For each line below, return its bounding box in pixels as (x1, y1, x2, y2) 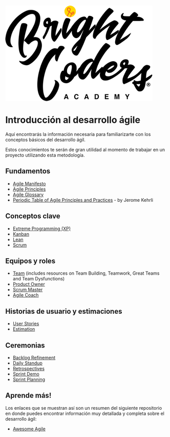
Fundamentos (5, 167, 51, 176)
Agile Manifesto (12, 180, 46, 186)
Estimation (12, 326, 35, 332)
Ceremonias (5, 341, 45, 350)
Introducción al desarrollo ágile (5, 114, 141, 126)
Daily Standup (12, 360, 42, 366)
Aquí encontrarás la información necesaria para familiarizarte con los (5, 131, 151, 137)
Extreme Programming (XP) (12, 225, 71, 232)
